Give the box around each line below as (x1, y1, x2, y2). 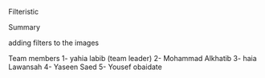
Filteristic (8, 7, 39, 16)
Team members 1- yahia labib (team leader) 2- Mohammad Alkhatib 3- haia (8, 54, 257, 63)
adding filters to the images (8, 38, 99, 47)
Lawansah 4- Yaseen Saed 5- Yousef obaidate (8, 62, 162, 72)
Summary (8, 23, 41, 31)
